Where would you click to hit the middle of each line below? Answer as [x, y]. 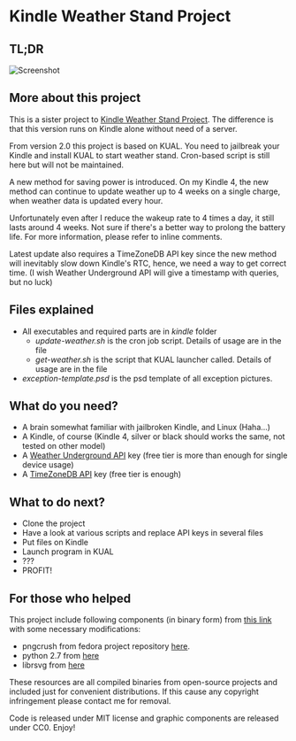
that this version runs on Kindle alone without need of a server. [123, 128]
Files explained [52, 310]
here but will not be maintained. [67, 165]
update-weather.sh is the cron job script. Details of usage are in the [158, 340]
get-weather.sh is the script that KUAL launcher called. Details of [153, 359]
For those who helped [70, 598]
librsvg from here [53, 665]
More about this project [75, 98]
